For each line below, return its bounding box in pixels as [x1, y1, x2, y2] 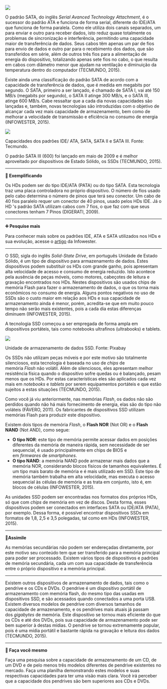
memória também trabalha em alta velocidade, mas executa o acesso [12, 474, 155, 480]
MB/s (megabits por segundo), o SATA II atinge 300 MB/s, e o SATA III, [5, 93, 150, 98]
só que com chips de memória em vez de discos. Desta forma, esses [5, 499, 147, 505]
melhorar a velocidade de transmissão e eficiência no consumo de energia [5, 114, 158, 120]
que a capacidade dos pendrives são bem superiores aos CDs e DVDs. [5, 678, 151, 684]
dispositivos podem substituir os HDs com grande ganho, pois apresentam [5, 263, 158, 269]
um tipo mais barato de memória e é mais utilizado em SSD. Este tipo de [12, 469, 160, 474]
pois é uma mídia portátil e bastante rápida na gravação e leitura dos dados [5, 628, 160, 633]
